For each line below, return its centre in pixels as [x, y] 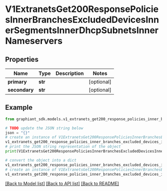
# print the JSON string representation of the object [63, 147]
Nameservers [34, 41]
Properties [22, 59]
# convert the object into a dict [41, 160]
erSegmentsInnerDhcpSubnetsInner [82, 30]
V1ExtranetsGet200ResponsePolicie [82, 9]
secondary [21, 90]
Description [70, 73]
